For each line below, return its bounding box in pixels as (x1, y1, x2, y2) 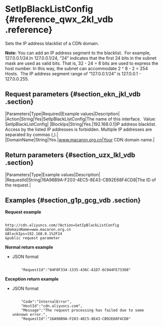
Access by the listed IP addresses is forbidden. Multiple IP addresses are (5, 126, 152, 132)
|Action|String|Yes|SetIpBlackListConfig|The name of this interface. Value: (5, 116, 156, 122)
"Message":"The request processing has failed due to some (21, 308, 144, 313)
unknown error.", (12, 312, 48, 317)
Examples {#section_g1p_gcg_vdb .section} (5, 196, 141, 204)
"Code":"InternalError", (21, 300, 72, 304)
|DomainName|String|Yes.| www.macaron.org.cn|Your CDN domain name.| (5, 137, 155, 142)
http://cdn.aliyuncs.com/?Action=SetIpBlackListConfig (5, 223, 119, 228)
